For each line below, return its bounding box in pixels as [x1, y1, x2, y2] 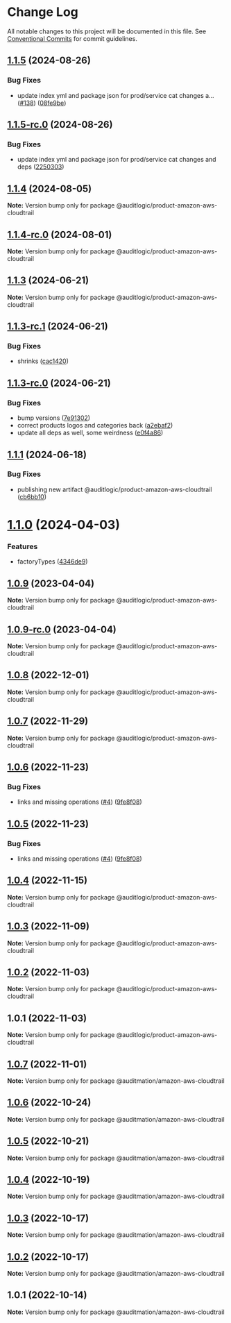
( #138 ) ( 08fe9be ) [17, 99, 67, 107]
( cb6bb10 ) [17, 492, 47, 500]
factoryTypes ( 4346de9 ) [17, 557, 88, 566]
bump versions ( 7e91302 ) [17, 414, 91, 422]
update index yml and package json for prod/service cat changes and [17, 155, 216, 164]
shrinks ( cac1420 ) [17, 357, 69, 365]
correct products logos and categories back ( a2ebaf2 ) [17, 421, 173, 430]
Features [7, 541, 38, 551]
